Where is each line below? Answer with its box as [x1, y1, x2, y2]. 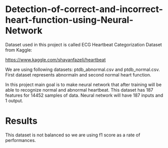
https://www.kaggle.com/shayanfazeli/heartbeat [5, 56, 106, 62]
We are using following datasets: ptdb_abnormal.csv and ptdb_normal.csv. [5, 66, 160, 72]
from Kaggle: [5, 47, 32, 53]
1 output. [5, 97, 24, 104]
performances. [5, 137, 36, 143]
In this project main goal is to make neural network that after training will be [5, 82, 162, 88]
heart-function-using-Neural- [5, 14, 134, 26]
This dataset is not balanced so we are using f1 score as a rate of [5, 132, 140, 138]
